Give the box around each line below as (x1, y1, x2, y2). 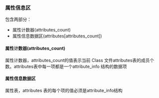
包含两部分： (5, 16, 31, 23)
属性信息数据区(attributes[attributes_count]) (12, 33, 102, 39)
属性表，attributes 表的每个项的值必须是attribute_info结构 (5, 87, 123, 93)
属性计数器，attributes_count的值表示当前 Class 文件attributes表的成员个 (5, 57, 155, 63)
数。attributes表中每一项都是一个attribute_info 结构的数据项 (5, 63, 127, 69)
